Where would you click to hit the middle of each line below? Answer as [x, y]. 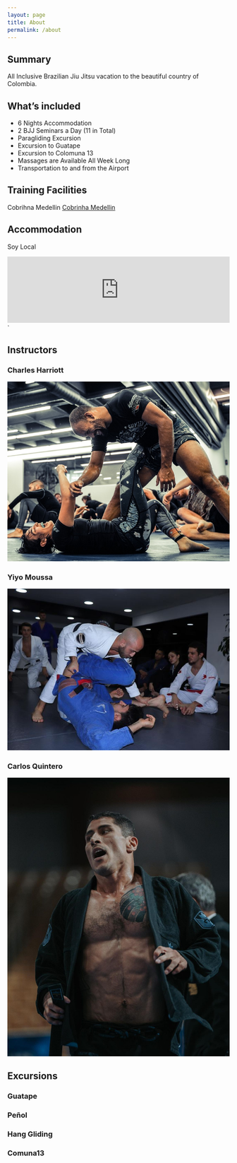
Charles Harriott [36, 370]
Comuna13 [26, 1153]
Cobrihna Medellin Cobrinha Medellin [61, 207]
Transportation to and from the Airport [73, 168]
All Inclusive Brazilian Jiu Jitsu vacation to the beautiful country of [103, 76]
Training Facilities [47, 190]
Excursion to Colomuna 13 [55, 153]
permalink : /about [34, 30]
